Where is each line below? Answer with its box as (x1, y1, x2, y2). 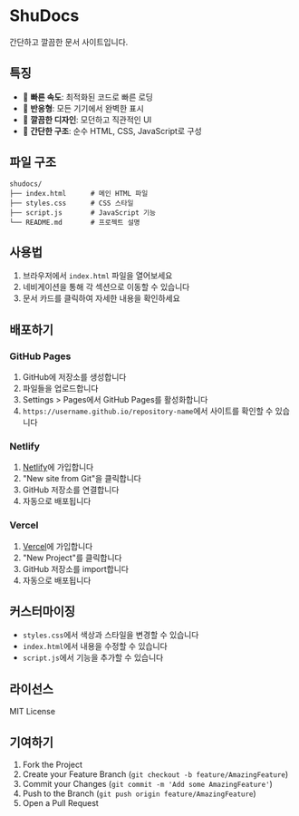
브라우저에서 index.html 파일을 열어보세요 (22, 270, 173, 281)
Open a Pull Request (22, 798, 100, 809)
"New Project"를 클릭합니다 (22, 552, 122, 563)
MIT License (9, 706, 56, 717)
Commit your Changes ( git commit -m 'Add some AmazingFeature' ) (22, 779, 274, 790)
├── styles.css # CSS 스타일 (9, 199, 134, 208)
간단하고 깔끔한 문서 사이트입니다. (9, 36, 129, 47)
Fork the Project (22, 759, 83, 771)
